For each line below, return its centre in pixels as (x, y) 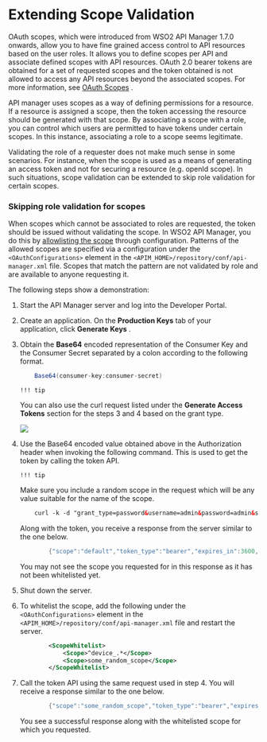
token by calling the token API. (70, 461)
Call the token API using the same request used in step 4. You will (127, 683)
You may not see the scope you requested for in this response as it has (136, 566)
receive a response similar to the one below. (92, 691)
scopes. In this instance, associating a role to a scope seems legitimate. (126, 136)
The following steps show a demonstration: (79, 290)
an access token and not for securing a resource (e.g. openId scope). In (126, 169)
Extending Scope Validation (101, 15)
